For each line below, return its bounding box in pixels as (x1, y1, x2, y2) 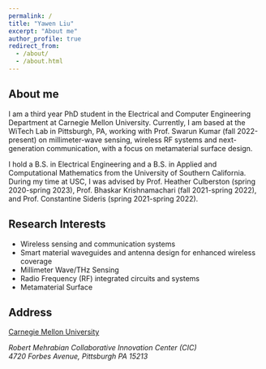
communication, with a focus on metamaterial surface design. (45, 143, 253, 153)
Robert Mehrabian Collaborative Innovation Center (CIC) (8, 343, 197, 353)
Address (8, 306, 53, 319)
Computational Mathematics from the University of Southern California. (8, 167, 247, 177)
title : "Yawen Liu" (8, 20, 75, 28)
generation (8, 143, 45, 153)
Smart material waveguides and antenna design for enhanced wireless (19, 247, 256, 257)
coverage (19, 256, 53, 266)
